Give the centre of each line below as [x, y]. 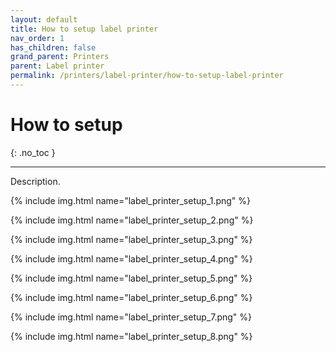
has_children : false [53, 47]
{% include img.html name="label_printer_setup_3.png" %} [131, 239]
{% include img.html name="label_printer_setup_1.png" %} [131, 200]
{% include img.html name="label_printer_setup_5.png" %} [131, 278]
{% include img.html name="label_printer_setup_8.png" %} [131, 336]
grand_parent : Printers [60, 57]
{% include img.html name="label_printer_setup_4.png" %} [131, 258]
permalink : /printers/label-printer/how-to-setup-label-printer [147, 76]
